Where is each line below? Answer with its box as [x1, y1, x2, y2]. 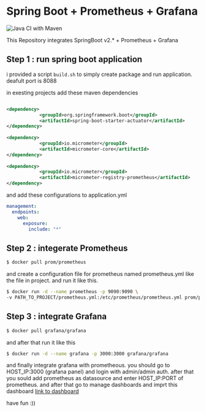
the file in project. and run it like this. [6, 277, 98, 284]
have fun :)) [6, 400, 36, 407]
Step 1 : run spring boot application [6, 54, 143, 65]
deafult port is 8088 [6, 77, 57, 84]
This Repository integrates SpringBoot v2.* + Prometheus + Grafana [6, 36, 179, 44]
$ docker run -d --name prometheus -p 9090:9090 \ [6, 289, 139, 295]
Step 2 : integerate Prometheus [6, 243, 128, 253]
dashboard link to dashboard [6, 387, 79, 395]
